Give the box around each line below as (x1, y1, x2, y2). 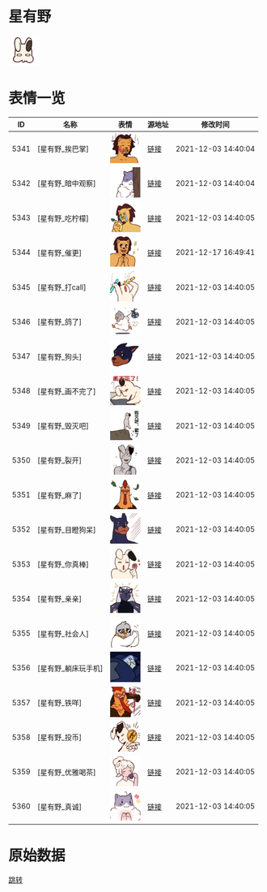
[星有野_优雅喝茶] (37, 767, 96, 777)
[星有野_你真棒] (37, 559, 89, 569)
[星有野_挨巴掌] (37, 144, 89, 154)
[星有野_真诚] (37, 801, 83, 812)
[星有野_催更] (37, 248, 83, 257)
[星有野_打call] (37, 282, 87, 292)
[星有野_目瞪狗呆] (37, 524, 96, 534)
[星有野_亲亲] (37, 594, 83, 604)
